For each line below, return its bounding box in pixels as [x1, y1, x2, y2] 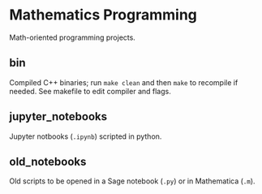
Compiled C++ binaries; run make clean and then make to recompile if [9, 77, 238, 87]
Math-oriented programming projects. [9, 32, 136, 42]
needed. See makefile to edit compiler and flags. [9, 86, 171, 96]
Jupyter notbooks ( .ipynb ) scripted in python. [9, 131, 162, 141]
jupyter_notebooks [9, 110, 108, 123]
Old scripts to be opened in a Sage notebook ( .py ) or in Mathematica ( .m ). [9, 176, 256, 186]
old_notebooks [9, 154, 87, 168]
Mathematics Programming [9, 6, 198, 24]
